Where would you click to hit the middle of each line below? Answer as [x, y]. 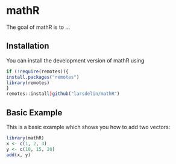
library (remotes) [28, 83]
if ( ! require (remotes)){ [37, 71]
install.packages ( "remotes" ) [43, 77]
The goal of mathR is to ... [38, 27]
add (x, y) [19, 155]
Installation [28, 46]
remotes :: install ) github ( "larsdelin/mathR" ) [63, 94]
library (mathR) [25, 138]
